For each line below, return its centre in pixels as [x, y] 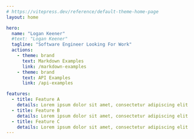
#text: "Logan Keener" [40, 39]
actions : [22, 50]
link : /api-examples [47, 83]
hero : [13, 28]
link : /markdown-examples [54, 67]
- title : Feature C [36, 121]
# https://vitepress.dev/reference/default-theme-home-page [83, 12]
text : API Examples [46, 78]
